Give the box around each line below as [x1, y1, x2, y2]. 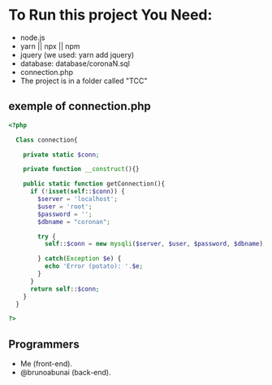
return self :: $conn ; [29, 285, 100, 293]
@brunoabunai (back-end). [19, 368, 111, 378]
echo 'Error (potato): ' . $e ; [44, 262, 144, 270]
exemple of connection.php [8, 99, 152, 113]
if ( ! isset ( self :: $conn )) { [29, 187, 126, 196]
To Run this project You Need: [8, 6, 213, 24]
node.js [19, 33, 46, 42]
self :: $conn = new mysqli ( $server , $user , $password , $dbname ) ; [44, 240, 267, 248]
